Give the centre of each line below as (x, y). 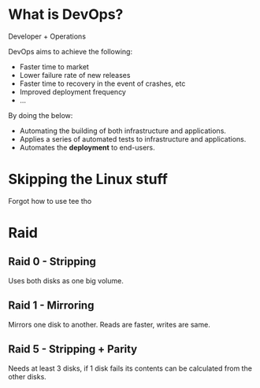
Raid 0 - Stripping (52, 262)
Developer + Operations (47, 36)
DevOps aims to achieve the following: (70, 51)
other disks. (28, 376)
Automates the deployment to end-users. (87, 147)
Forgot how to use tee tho (50, 201)
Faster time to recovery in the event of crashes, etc (102, 83)
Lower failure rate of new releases (75, 75)
